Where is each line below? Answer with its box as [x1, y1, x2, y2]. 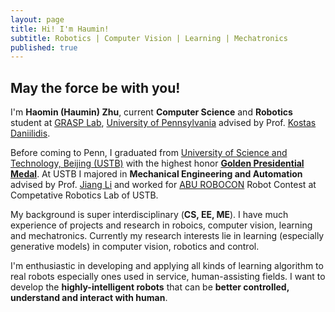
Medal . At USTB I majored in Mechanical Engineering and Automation [10, 168, 303, 180]
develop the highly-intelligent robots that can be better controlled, [10, 281, 290, 293]
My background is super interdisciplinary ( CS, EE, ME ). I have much [10, 209, 289, 221]
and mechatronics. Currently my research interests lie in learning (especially [10, 230, 325, 242]
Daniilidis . [10, 127, 51, 140]
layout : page [10, 14, 65, 25]
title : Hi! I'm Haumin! [10, 24, 110, 34]
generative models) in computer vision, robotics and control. [10, 241, 260, 253]
